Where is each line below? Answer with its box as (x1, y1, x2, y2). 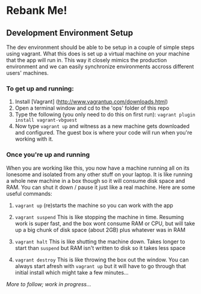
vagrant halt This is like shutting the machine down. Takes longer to (14, 238, 185, 245)
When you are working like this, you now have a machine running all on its (6, 164, 190, 171)
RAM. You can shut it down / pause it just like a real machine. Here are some (6, 184, 196, 191)
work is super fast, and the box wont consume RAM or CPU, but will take (14, 220, 196, 227)
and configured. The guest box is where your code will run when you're (14, 129, 193, 136)
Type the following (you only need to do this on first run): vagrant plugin (14, 111, 196, 118)
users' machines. (6, 69, 49, 76)
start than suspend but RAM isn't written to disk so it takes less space (14, 244, 185, 251)
